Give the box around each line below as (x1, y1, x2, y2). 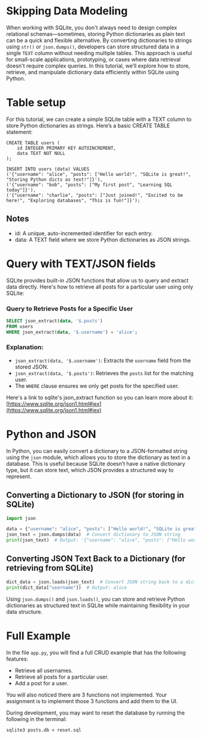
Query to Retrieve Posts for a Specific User (6, 304, 133, 312)
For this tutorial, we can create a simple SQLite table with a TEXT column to (6, 115, 192, 123)
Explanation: (6, 343, 44, 351)
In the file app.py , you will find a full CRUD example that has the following (6, 649, 186, 656)
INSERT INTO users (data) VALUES (6, 166, 90, 172)
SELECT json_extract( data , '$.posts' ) (6, 318, 103, 324)
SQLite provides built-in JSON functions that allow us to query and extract (6, 276, 189, 284)
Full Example (6, 629, 71, 643)
